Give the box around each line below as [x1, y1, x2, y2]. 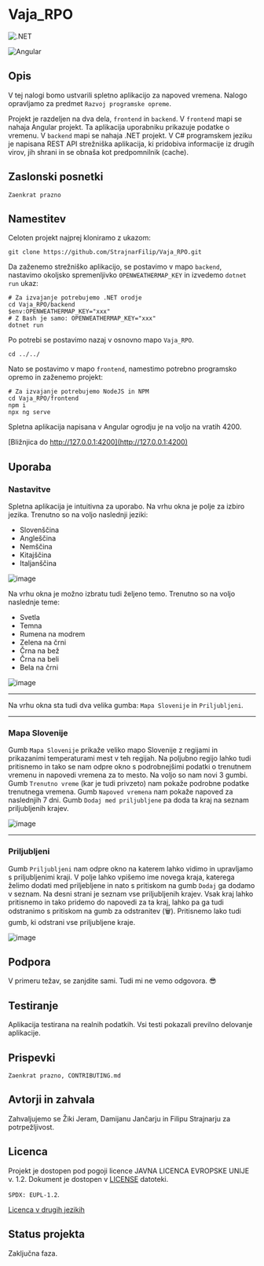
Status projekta [8, 1227, 85, 1241]
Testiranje [8, 999, 59, 1012]
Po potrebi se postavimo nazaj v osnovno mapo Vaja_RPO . [8, 336, 194, 345]
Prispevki [8, 1051, 56, 1064]
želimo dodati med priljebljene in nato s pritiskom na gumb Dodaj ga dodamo [8, 880, 255, 890]
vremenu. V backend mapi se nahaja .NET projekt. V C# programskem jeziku [8, 130, 253, 140]
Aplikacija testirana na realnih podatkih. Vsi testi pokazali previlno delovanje [8, 1020, 253, 1029]
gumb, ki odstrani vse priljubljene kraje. [8, 917, 136, 927]
